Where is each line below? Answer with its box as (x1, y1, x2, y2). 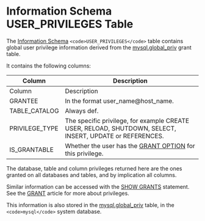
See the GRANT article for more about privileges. (6, 189, 129, 197)
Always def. (65, 107, 99, 115)
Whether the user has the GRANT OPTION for (65, 141, 195, 150)
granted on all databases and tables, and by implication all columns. (6, 171, 177, 178)
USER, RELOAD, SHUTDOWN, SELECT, (65, 124, 177, 132)
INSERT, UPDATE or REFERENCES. (65, 132, 164, 140)
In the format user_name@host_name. (65, 96, 174, 105)
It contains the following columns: (6, 62, 92, 69)
